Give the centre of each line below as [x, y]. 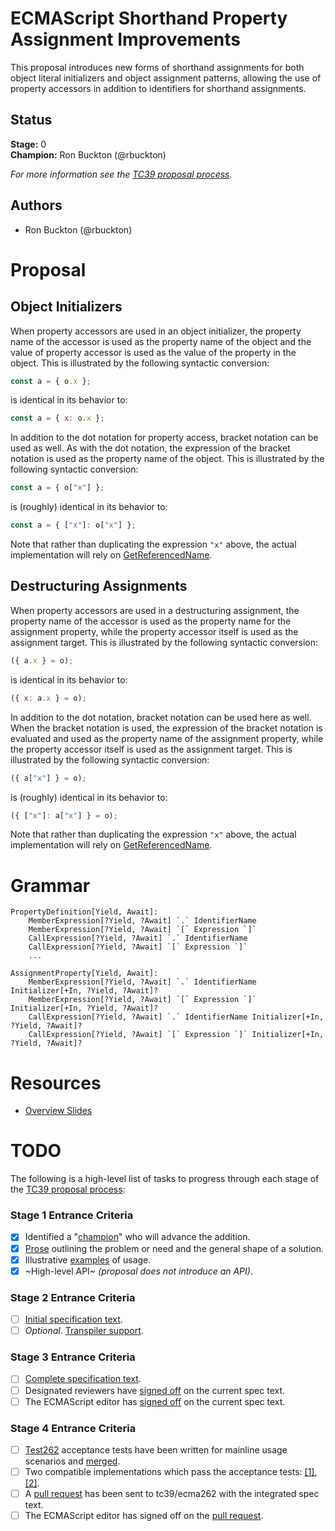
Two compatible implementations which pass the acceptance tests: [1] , [171, 1471]
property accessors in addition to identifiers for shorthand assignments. [158, 88]
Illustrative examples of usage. [88, 1259]
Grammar [50, 885]
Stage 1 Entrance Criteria [72, 1215]
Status [31, 120]
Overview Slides [58, 1111]
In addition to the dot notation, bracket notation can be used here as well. [161, 717]
